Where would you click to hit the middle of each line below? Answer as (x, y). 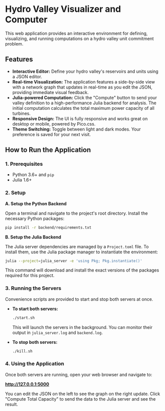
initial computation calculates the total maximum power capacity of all (83, 108)
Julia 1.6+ (22, 180)
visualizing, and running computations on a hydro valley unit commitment (80, 39)
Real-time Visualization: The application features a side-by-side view (83, 82)
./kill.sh (22, 351)
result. (12, 404)
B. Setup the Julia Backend (33, 237)
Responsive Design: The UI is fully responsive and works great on (80, 118)
